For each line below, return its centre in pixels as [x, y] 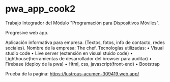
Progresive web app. [27, 32]
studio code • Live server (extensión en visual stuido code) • [69, 53]
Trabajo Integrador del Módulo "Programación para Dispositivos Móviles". [82, 23]
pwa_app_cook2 [40, 9]
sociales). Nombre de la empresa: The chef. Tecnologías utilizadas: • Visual [84, 48]
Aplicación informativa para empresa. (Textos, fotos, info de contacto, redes [85, 42]
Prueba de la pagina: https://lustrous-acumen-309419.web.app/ [72, 73]
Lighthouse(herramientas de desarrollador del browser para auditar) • [79, 58]
